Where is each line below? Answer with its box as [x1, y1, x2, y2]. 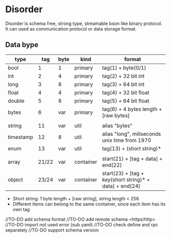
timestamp [8, 133, 34, 140]
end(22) [102, 161, 122, 168]
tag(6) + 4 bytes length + [102, 105, 162, 112]
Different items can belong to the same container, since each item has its [12, 201, 166, 207]
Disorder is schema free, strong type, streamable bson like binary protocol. [5, 20, 163, 26]
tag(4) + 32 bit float [102, 89, 150, 96]
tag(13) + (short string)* [102, 145, 161, 152]
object [8, 176, 23, 183]
